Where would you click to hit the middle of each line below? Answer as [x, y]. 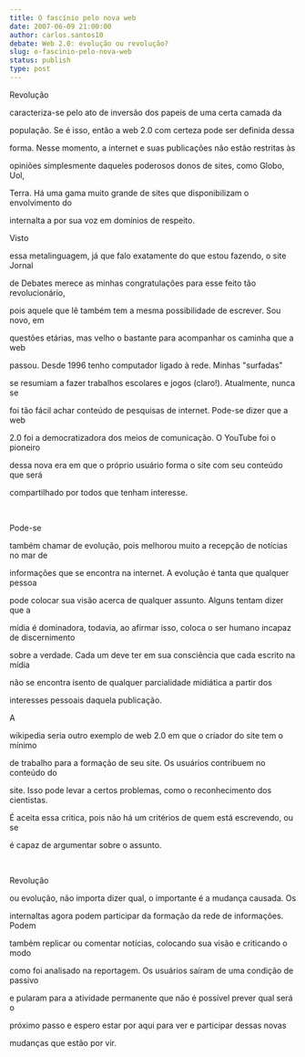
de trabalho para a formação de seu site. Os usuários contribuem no [137, 762]
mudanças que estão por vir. [63, 1042]
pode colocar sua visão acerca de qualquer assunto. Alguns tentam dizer [147, 600]
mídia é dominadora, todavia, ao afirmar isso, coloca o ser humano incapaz [150, 627]
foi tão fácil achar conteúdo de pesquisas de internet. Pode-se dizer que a [149, 410]
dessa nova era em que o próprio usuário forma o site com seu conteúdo [147, 465]
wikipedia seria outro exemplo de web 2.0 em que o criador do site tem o [147, 735]
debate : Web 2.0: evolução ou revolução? [89, 43]
